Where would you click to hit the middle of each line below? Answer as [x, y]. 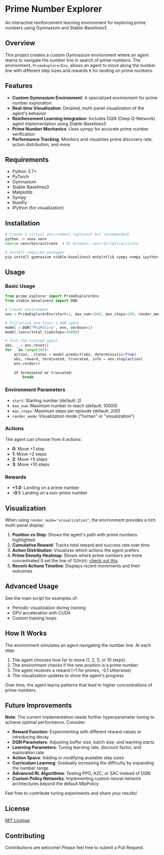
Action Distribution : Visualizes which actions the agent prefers [76, 550]
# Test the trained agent [31, 341]
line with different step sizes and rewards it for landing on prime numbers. [79, 70]
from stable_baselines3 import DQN [41, 301]
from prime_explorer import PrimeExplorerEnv [52, 296]
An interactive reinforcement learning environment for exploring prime [75, 22]
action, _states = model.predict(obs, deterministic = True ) [75, 354]
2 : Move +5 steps [30, 459]
